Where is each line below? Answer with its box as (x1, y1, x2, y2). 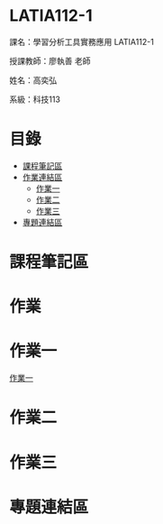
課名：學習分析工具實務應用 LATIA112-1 (9, 36, 155, 47)
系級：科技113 (9, 94, 61, 105)
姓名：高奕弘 (9, 74, 57, 86)
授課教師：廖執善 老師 (9, 55, 91, 66)
